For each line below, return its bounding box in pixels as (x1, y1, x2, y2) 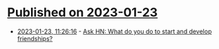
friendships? (17, 34, 53, 42)
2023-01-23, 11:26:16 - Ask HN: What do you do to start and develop (17, 27, 212, 35)
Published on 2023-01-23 (7, 5, 158, 20)
